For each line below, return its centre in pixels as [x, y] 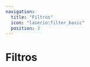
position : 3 [26, 28]
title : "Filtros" [32, 17]
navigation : [20, 12]
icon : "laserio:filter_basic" [48, 23]
